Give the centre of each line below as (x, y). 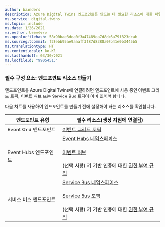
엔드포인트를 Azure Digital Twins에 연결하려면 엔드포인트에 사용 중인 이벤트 (78, 90)
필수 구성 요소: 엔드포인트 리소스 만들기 (48, 78)
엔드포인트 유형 (32, 120)
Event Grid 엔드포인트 (32, 130)
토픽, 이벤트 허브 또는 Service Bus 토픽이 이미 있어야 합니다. (68, 96)
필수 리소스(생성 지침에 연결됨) (110, 120)
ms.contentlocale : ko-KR (30, 51)
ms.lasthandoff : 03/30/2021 (34, 55)
